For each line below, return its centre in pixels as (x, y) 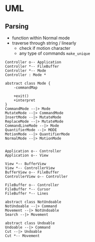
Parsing (17, 26)
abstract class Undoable (30, 223)
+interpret (25, 100)
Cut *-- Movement (22, 236)
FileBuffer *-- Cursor (28, 189)
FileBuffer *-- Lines (27, 194)
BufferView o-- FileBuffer (32, 172)
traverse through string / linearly (44, 43)
